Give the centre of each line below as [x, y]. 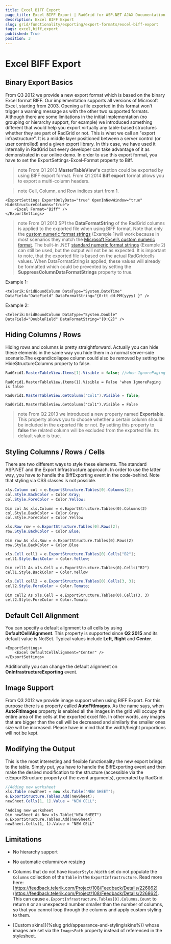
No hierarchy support [35, 851]
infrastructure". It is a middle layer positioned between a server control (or [83, 138]
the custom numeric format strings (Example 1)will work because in [89, 234]
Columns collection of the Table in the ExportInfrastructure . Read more [87, 877]
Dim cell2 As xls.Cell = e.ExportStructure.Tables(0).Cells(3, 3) [77, 595]
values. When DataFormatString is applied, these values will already [89, 261]
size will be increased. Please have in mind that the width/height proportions [86, 727]
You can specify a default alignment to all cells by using [64, 627]
